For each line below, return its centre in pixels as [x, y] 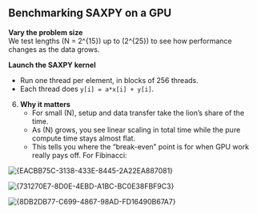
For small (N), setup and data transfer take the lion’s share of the [138, 113]
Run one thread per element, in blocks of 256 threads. [109, 80]
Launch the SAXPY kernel [52, 65]
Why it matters [45, 104]
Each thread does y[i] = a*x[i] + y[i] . [87, 89]
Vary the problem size [46, 32]
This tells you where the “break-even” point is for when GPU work [141, 146]
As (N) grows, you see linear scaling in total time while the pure [136, 129]
